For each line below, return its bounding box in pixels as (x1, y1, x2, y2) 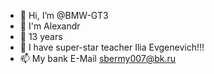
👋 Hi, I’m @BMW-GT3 (19, 10, 109, 21)
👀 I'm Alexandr (19, 20, 81, 32)
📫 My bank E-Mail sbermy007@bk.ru (19, 53, 177, 64)
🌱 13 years (19, 31, 63, 42)
